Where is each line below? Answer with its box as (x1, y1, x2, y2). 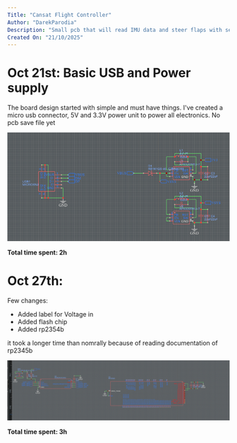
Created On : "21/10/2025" (7, 34, 83, 41)
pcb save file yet (7, 119, 56, 127)
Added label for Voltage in (17, 310, 94, 318)
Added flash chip (17, 318, 68, 326)
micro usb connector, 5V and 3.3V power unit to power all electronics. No (7, 111, 221, 119)
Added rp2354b (17, 325, 65, 333)
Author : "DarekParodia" (7, 18, 78, 26)
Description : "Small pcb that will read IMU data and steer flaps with (7, 26, 222, 33)
